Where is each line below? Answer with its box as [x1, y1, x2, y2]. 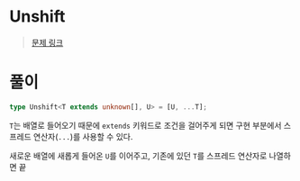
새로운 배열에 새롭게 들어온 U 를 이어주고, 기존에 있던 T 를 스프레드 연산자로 [9, 150, 268, 161]
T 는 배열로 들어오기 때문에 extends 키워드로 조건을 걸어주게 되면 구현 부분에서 [9, 120, 282, 131]
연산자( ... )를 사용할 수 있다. [32, 131, 133, 141]
